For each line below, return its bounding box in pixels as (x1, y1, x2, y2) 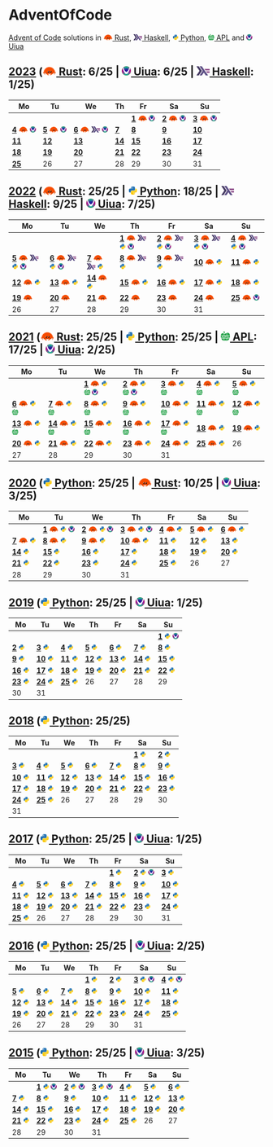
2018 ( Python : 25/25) (8, 714, 132, 727)
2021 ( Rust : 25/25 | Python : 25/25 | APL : (8, 330, 258, 344)
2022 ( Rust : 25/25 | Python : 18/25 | (8, 185, 219, 199)
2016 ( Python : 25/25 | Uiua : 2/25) (8, 939, 206, 953)
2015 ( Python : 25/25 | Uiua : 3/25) (8, 1046, 206, 1060)
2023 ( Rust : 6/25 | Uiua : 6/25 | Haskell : (8, 65, 254, 79)
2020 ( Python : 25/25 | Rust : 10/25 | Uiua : (8, 476, 262, 490)
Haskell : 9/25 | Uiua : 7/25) (8, 197, 156, 211)
